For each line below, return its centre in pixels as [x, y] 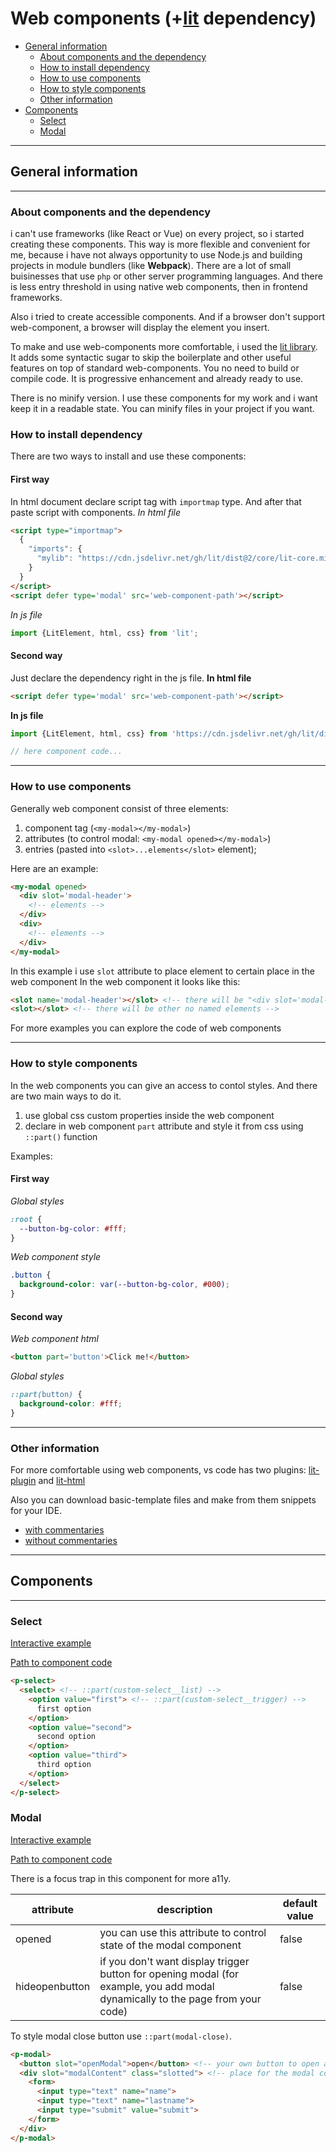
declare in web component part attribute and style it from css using [164, 1126]
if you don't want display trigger [174, 1961]
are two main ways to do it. [66, 1096]
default [300, 1903]
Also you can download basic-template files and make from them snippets [163, 1500]
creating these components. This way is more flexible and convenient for [160, 244]
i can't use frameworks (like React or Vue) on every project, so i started [157, 234]
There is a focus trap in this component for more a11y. [121, 1878]
